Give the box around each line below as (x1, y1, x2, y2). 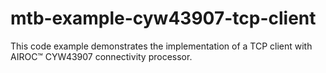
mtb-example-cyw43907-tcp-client (10, 7, 317, 30)
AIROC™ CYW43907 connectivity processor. (10, 50, 193, 62)
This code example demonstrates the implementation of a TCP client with (10, 40, 313, 52)
